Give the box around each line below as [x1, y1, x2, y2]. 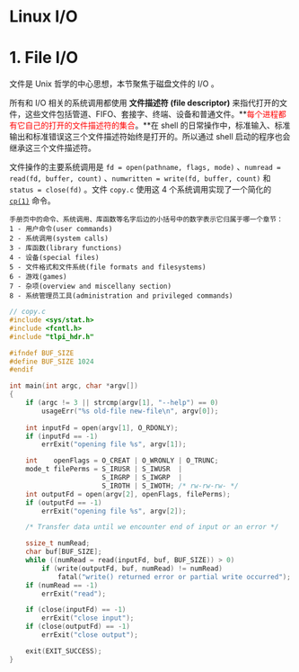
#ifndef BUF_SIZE [9, 348, 75, 357]
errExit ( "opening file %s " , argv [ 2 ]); [41, 506, 187, 515]
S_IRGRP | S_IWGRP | [101, 473, 182, 482]
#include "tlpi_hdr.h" [9, 332, 94, 341]
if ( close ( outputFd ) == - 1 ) [25, 623, 130, 632]
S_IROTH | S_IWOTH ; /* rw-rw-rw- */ [101, 481, 240, 490]
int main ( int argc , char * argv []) [9, 381, 139, 390]
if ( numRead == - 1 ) [25, 580, 99, 590]
